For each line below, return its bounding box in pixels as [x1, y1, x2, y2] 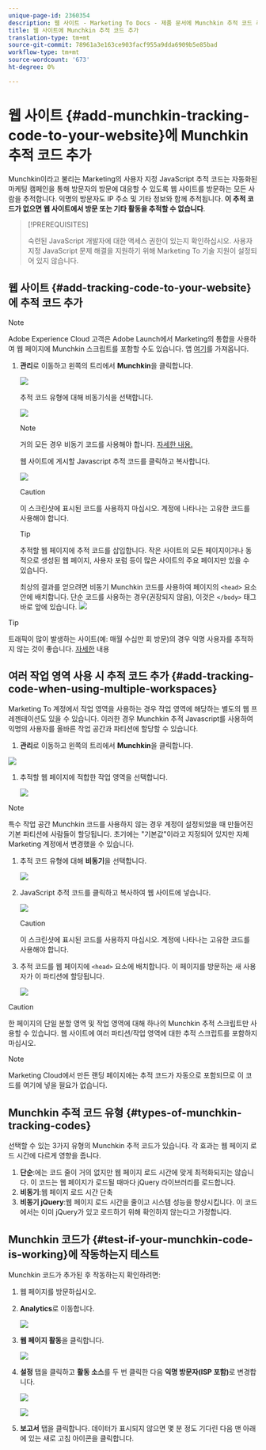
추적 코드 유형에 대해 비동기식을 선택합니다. [19, 392, 154, 402]
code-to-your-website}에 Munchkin [8, 126, 249, 144]
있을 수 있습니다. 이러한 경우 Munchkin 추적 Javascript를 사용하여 [48, 714, 253, 723]
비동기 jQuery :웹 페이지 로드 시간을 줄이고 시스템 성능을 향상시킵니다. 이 [19, 1197, 243, 1207]
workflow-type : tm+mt [8, 48, 80, 56]
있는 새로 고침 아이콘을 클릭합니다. [28, 1433, 135, 1443]
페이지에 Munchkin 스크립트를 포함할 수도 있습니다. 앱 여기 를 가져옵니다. [25, 344, 249, 353]
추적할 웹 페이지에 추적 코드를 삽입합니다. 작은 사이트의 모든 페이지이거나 [19, 545, 244, 555]
